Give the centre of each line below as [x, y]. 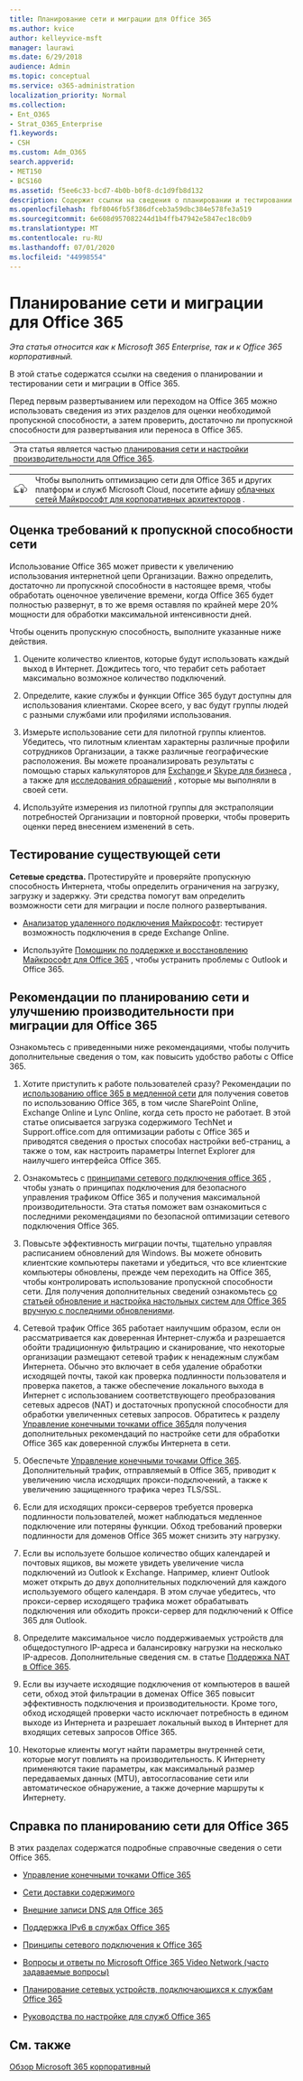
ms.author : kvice [42, 28]
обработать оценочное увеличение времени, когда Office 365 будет [142, 595]
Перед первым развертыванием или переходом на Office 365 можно [143, 401]
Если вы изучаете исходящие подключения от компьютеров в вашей [156, 1685]
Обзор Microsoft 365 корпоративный [80, 2067]
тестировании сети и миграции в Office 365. [95, 384]
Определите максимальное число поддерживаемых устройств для [153, 1638]
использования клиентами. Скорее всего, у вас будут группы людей [155, 705]
